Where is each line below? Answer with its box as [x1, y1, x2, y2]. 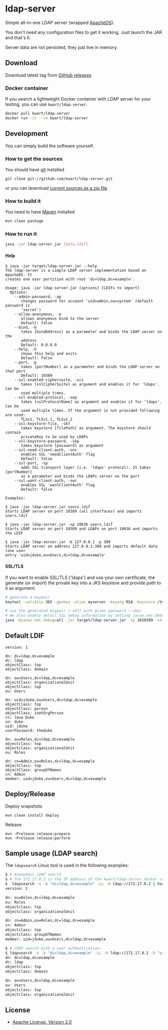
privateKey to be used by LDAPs [20, 434, 88, 439]
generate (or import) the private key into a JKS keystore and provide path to [5, 580, 161, 586]
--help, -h [14, 347, 37, 352]
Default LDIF [5, 632, 44, 640]
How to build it [5, 197, 41, 204]
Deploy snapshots [5, 803, 42, 809]
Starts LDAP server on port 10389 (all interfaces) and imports [5, 509, 142, 514]
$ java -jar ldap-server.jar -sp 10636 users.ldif [5, 522, 113, 527]
